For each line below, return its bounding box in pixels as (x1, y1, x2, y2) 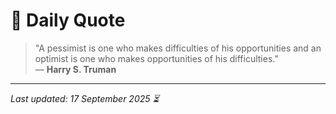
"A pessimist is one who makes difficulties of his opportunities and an (34, 42, 322, 54)
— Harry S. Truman (34, 63, 117, 75)
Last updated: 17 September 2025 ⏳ (10, 92, 160, 104)
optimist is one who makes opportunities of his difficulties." (34, 52, 279, 64)
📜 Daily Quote (10, 9, 126, 32)
